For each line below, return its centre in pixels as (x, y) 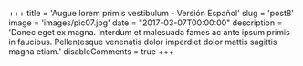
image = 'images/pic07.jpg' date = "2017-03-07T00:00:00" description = (146, 23)
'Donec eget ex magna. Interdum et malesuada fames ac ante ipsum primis (150, 32)
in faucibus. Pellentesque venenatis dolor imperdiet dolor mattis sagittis (143, 42)
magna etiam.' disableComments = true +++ (91, 52)
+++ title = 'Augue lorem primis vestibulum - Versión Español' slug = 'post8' (151, 13)
